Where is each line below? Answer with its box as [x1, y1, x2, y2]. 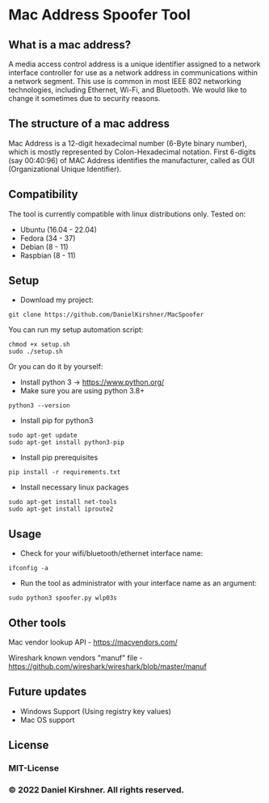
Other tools [8, 616, 66, 629]
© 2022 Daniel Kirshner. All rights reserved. [8, 784, 184, 796]
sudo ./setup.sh [8, 347, 63, 356]
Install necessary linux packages [19, 482, 129, 492]
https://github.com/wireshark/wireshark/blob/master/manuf [8, 662, 208, 671]
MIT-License [8, 763, 59, 774]
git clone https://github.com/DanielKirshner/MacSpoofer [8, 311, 204, 319]
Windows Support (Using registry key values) [19, 706, 172, 716]
